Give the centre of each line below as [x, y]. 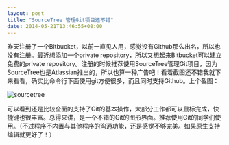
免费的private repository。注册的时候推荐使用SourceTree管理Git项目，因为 [112, 64]
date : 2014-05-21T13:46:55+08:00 [55, 26]
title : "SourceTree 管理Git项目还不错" [60, 20]
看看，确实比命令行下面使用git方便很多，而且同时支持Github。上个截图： [116, 81]
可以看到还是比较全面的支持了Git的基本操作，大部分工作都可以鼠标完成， [110, 109]
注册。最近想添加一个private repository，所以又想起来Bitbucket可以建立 [120, 55]
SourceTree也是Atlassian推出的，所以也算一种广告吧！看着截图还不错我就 [111, 72]
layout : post [26, 13]
